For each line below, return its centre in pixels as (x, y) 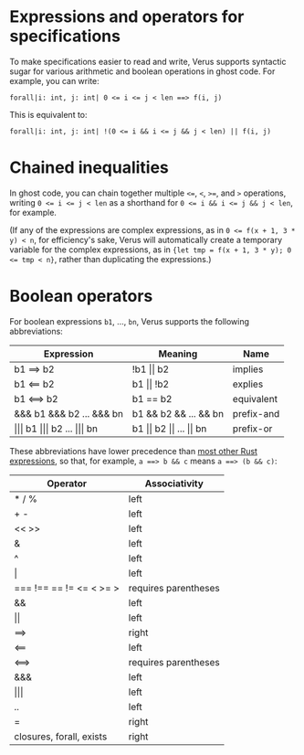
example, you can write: (55, 80)
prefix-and (256, 413)
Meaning (178, 354)
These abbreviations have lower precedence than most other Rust (134, 451)
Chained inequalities (89, 168)
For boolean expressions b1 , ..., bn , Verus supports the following (129, 321)
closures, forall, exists (61, 736)
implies (248, 369)
